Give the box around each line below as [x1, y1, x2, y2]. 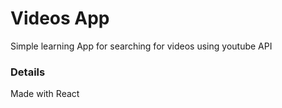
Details [10, 65, 46, 79]
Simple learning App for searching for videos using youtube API [10, 40, 273, 52]
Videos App [10, 7, 110, 30]
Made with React [10, 88, 80, 100]
